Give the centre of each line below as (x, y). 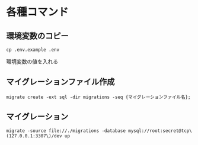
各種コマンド (38, 12)
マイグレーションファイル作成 (60, 82)
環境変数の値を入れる (32, 62)
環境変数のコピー (37, 36)
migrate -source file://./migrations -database (66, 131)
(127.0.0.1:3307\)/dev (34, 136)
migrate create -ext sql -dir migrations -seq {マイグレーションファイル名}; (98, 97)
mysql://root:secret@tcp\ (160, 131)
